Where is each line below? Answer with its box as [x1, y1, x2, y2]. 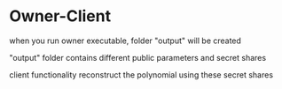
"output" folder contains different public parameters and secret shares [9, 52, 267, 63]
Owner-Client [9, 6, 112, 26]
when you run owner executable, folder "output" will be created [9, 35, 242, 46]
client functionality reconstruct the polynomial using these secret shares [9, 69, 273, 80]
